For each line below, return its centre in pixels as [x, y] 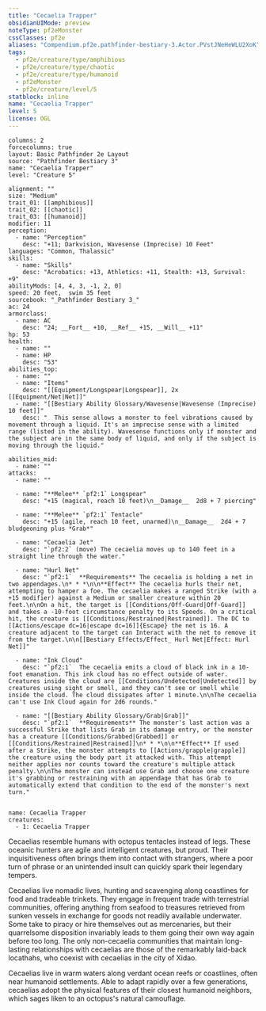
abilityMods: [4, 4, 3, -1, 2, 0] [65, 286]
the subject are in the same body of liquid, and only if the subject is [133, 438]
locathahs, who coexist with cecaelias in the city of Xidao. [103, 958]
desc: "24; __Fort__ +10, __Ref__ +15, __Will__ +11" [113, 327]
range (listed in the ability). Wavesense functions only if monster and [133, 431]
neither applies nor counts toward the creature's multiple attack [122, 764]
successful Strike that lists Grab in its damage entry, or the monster [131, 730]
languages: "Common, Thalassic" [61, 251]
